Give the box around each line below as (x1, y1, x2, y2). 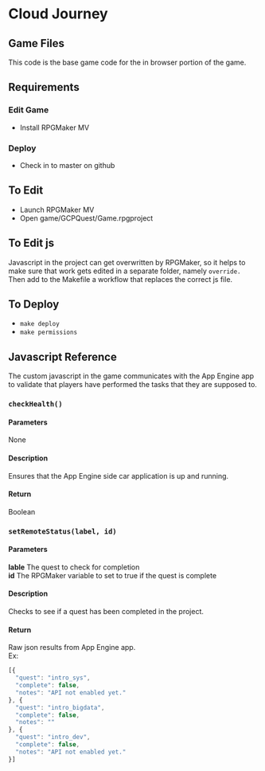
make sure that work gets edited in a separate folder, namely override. (8, 266, 241, 276)
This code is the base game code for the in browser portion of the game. (8, 57, 247, 67)
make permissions (19, 328, 78, 337)
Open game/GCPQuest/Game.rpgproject (19, 213, 154, 223)
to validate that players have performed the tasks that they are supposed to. (8, 380, 257, 389)
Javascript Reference (8, 350, 117, 363)
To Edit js (8, 237, 55, 250)
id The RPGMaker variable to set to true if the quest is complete (8, 570, 217, 580)
